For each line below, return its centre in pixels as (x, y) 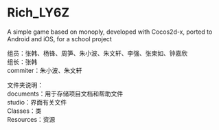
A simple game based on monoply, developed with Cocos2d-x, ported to (110, 32)
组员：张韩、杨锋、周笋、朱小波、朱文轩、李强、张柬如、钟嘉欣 (97, 53)
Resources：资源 (31, 119)
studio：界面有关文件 (37, 102)
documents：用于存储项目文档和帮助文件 (65, 94)
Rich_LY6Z (38, 13)
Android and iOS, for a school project (59, 39)
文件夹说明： (25, 85)
